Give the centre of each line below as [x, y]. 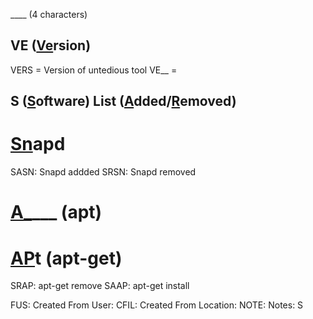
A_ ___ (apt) [56, 212]
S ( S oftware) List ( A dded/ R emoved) [123, 101]
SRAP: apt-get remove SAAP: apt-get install [100, 286]
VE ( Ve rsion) [51, 45]
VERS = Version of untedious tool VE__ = [94, 70]
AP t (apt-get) [66, 258]
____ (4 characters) [49, 14]
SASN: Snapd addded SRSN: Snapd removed [103, 172]
